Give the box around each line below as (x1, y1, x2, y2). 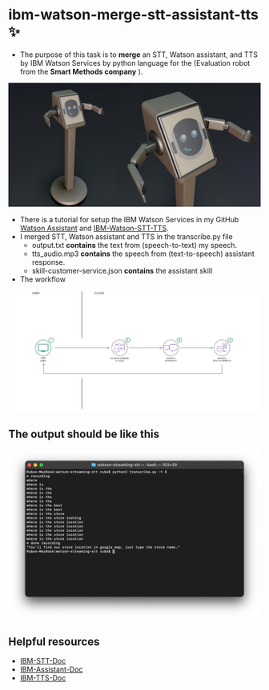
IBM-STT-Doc (19, 656, 66, 666)
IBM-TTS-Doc (19, 673, 66, 683)
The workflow (19, 274, 66, 284)
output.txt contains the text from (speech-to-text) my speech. (31, 241, 238, 250)
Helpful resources (8, 635, 100, 648)
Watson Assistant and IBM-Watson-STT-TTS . (19, 223, 170, 233)
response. (31, 258, 66, 267)
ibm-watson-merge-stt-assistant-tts (8, 6, 259, 24)
